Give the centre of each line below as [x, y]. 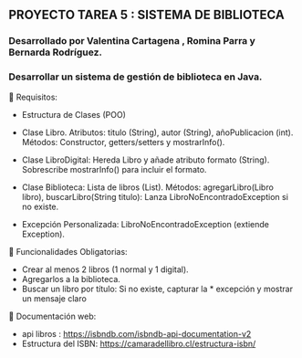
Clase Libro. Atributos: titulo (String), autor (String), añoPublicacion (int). [157, 132]
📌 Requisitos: [33, 97]
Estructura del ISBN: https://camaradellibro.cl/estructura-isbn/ [139, 343]
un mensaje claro [54, 298]
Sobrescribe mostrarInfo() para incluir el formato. [114, 169]
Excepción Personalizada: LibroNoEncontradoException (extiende [146, 224]
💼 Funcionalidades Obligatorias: [68, 251]
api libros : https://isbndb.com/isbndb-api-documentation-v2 [136, 333]
